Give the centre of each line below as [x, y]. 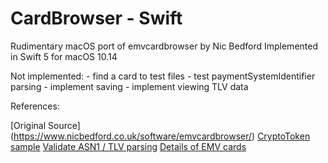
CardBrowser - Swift [96, 18]
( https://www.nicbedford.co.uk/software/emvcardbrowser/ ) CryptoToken [160, 136]
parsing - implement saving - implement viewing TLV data [129, 86]
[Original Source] [45, 125]
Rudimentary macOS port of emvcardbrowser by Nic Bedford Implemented [164, 46]
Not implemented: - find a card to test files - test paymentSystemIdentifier [163, 76]
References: [35, 106]
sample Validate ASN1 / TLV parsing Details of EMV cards [128, 146]
